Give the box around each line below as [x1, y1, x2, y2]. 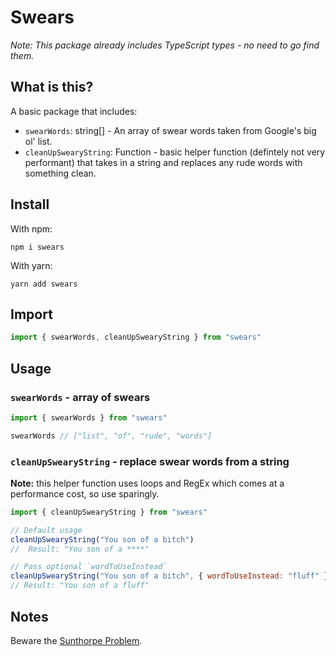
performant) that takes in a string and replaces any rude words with [24, 156, 303, 168]
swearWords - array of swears [10, 390, 151, 404]
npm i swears [10, 242, 65, 252]
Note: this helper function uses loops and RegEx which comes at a [10, 477, 285, 489]
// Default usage [10, 525, 83, 535]
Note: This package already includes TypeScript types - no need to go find [10, 39, 320, 51]
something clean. [24, 167, 97, 179]
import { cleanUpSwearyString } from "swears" [10, 507, 208, 517]
